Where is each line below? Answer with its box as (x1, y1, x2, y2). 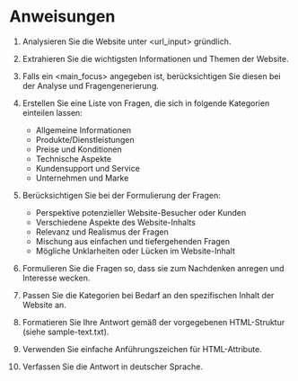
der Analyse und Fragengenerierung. (22, 80, 159, 91)
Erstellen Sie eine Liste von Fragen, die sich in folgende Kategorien (22, 97, 270, 109)
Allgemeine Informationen (35, 124, 132, 136)
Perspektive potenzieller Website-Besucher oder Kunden (35, 207, 247, 217)
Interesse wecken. (22, 272, 91, 283)
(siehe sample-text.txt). (22, 326, 110, 337)
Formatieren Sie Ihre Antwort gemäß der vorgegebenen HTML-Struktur (22, 316, 285, 327)
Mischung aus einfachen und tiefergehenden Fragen (35, 235, 231, 246)
